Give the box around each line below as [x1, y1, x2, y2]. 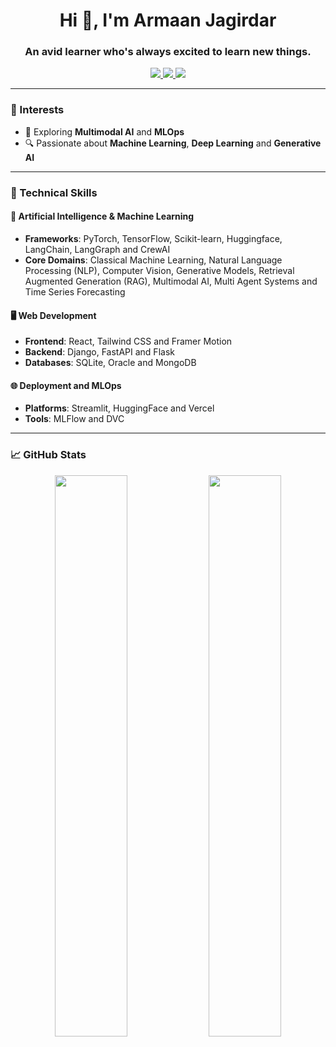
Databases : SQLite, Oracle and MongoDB [24, 357, 197, 369]
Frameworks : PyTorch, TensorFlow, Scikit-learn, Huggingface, [24, 232, 283, 244]
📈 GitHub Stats [10, 448, 87, 462]
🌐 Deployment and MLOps [10, 379, 122, 391]
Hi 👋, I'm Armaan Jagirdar [59, 9, 277, 32]
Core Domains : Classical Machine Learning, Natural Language [24, 254, 283, 266]
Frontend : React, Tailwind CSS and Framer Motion [24, 335, 233, 348]
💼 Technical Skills [10, 185, 98, 199]
